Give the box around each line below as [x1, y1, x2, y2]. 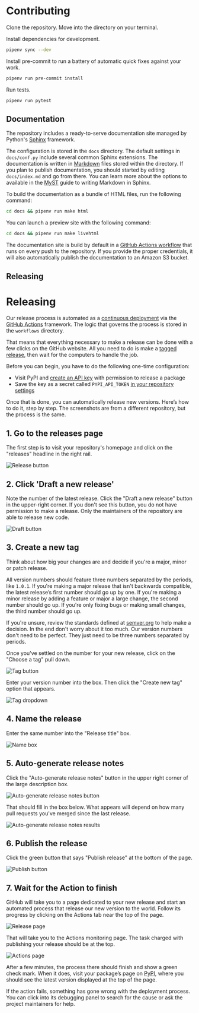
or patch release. [6, 564, 48, 571]
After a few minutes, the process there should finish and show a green [6, 964, 178, 971]
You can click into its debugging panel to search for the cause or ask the [6, 994, 183, 1001]
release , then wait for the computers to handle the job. [6, 352, 139, 359]
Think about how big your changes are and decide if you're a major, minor [6, 558, 187, 565]
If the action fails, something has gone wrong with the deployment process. [6, 987, 191, 995]
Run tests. [6, 86, 31, 93]
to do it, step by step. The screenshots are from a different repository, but [6, 405, 186, 412]
